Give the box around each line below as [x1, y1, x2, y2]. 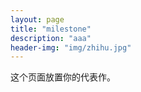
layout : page [10, 14, 65, 25]
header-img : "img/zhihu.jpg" [10, 42, 132, 53]
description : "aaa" [10, 33, 92, 43]
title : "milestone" [10, 24, 92, 34]
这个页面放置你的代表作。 [10, 71, 116, 83]
